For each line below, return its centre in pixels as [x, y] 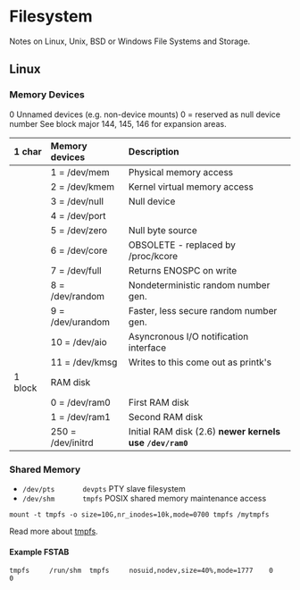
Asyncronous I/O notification [188, 336]
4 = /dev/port [78, 215]
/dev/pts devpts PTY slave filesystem [104, 488]
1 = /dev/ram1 [81, 417]
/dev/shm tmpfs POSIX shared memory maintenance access [144, 498]
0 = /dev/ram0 [81, 402]
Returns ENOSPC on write [183, 270]
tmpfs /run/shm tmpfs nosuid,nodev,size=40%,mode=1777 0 [142, 571]
